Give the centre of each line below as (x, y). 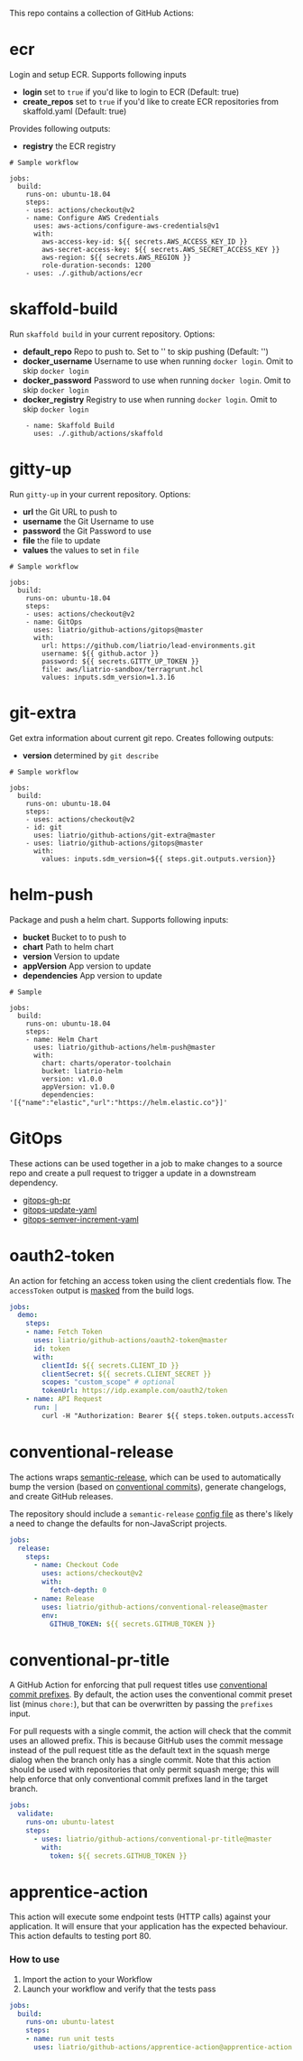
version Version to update (71, 956)
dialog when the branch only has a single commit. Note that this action (140, 1760)
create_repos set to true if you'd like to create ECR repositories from (151, 101)
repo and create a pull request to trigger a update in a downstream (133, 1173)
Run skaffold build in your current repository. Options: (112, 334)
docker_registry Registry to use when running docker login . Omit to (150, 399)
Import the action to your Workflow (87, 1979)
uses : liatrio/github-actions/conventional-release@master (155, 1607)
